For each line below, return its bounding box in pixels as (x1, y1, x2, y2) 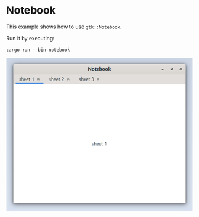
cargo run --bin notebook (6, 47, 70, 53)
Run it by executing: (6, 34, 54, 42)
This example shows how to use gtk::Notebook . (6, 23, 122, 30)
